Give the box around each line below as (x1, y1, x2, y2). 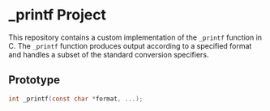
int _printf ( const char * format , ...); (8, 95, 144, 103)
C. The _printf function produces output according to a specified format (8, 41, 252, 50)
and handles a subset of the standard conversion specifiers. (8, 49, 209, 59)
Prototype (8, 73, 61, 87)
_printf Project (8, 6, 107, 24)
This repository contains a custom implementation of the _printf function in (8, 32, 262, 42)
